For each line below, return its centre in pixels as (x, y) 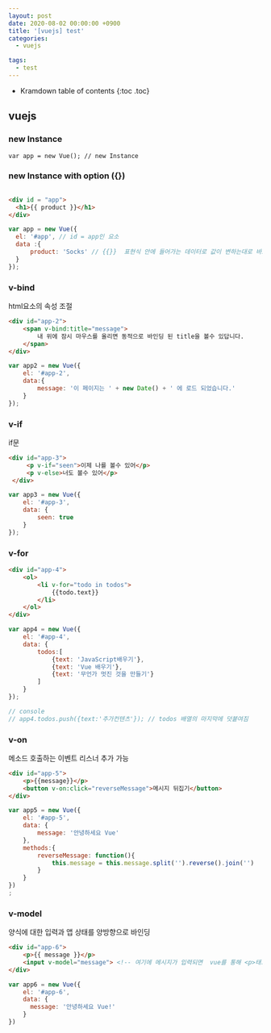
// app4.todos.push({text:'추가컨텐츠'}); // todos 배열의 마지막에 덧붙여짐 (128, 719)
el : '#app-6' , (46, 992)
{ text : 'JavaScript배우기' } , (98, 659)
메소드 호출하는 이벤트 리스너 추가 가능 (69, 758)
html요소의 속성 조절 (40, 306)
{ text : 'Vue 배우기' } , (87, 667)
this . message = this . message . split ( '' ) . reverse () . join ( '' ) (153, 863)
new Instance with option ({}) (67, 176)
